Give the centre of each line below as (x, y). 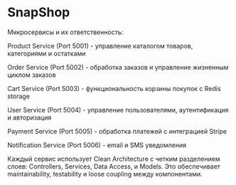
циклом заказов (32, 75)
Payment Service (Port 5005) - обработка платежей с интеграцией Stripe (117, 131)
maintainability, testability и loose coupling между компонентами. (105, 174)
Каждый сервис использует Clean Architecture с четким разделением (114, 159)
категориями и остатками (47, 53)
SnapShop (39, 12)
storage (19, 96)
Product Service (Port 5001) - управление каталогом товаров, (100, 46)
